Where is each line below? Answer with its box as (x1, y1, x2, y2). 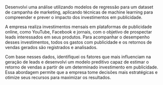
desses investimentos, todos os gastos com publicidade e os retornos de (5, 39, 152, 45)
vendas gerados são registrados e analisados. (5, 45, 98, 50)
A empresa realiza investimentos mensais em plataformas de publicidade (5, 24, 152, 30)
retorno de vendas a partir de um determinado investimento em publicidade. (5, 64, 159, 70)
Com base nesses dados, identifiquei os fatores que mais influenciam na (5, 54, 151, 60)
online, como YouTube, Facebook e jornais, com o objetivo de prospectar (5, 29, 152, 34)
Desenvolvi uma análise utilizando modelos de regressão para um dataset (5, 4, 154, 10)
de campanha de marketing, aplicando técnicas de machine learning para (5, 9, 153, 15)
